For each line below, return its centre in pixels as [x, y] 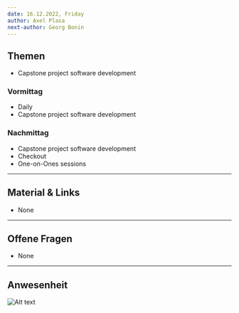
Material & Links [44, 193]
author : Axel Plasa [36, 21]
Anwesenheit [38, 285]
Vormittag [25, 92]
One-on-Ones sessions [52, 164]
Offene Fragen [40, 239]
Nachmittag [28, 133]
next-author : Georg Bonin [46, 27]
